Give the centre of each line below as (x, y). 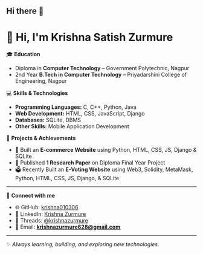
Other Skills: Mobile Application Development (72, 126)
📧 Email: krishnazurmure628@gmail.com (68, 227)
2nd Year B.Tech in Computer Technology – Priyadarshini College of (101, 75)
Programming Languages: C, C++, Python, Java (76, 107)
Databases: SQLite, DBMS (48, 120)
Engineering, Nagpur (41, 81)
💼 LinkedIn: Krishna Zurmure (50, 214)
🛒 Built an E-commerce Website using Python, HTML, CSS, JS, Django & (106, 150)
